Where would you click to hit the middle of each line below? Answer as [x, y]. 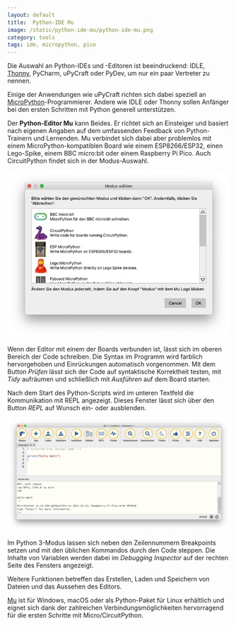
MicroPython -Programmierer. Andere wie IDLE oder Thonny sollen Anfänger [118, 102]
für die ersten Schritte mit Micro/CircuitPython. [75, 615]
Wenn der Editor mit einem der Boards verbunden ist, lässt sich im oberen [115, 349]
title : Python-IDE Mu [41, 22]
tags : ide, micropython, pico [52, 45]
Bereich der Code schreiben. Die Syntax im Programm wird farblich [105, 357]
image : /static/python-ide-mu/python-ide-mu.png [80, 30]
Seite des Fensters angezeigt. [51, 565]
